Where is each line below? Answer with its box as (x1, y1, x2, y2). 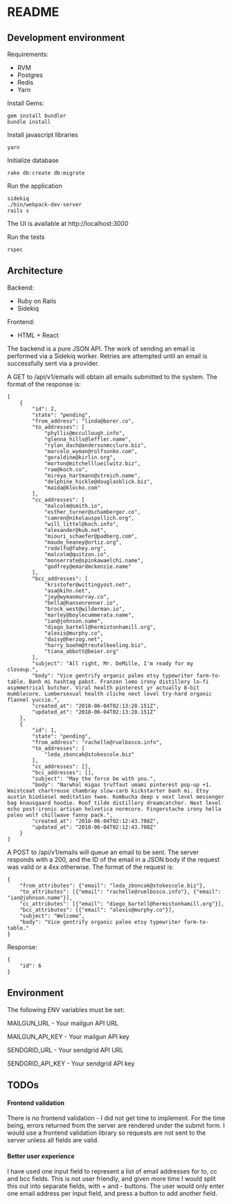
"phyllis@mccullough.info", (44, 430, 126, 436)
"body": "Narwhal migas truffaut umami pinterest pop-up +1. (32, 781, 213, 788)
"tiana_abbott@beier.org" (44, 648, 119, 655)
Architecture (7, 265, 64, 277)
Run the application (7, 182, 62, 190)
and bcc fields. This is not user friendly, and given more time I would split (7, 1175, 216, 1183)
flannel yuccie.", (7, 696, 60, 703)
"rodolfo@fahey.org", (44, 545, 107, 551)
